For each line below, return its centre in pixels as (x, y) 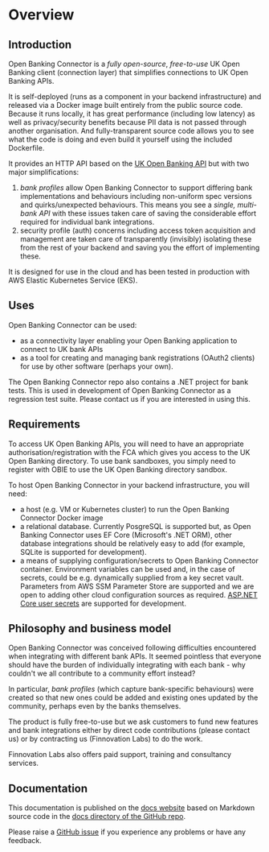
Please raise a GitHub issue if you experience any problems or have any (127, 832)
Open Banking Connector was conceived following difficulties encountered (132, 648)
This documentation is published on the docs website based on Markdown (132, 808)
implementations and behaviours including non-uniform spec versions (136, 196)
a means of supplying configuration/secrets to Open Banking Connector (139, 560)
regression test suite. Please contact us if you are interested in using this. (129, 399)
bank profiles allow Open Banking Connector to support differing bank (136, 188)
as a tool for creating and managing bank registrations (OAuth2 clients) (137, 358)
